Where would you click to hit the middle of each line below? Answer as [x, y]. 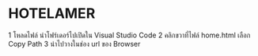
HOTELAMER [52, 14]
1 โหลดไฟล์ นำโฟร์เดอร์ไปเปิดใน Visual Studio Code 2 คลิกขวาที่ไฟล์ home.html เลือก [129, 35]
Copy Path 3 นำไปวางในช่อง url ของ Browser [74, 44]
